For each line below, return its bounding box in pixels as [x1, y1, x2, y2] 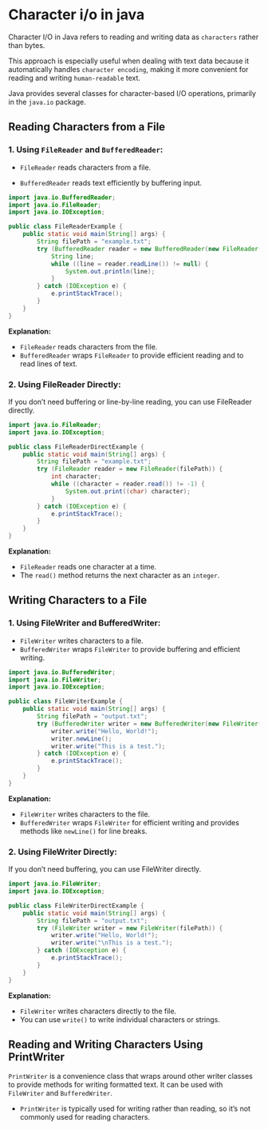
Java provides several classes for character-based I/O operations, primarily [8, 88, 257, 98]
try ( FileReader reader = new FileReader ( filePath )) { [37, 465, 223, 473]
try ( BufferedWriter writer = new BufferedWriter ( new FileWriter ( [37, 720, 262, 728]
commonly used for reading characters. [19, 1112, 150, 1122]
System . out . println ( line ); [65, 267, 156, 275]
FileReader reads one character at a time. [19, 562, 157, 572]
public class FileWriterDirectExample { [8, 901, 145, 909]
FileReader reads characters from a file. [19, 162, 152, 172]
